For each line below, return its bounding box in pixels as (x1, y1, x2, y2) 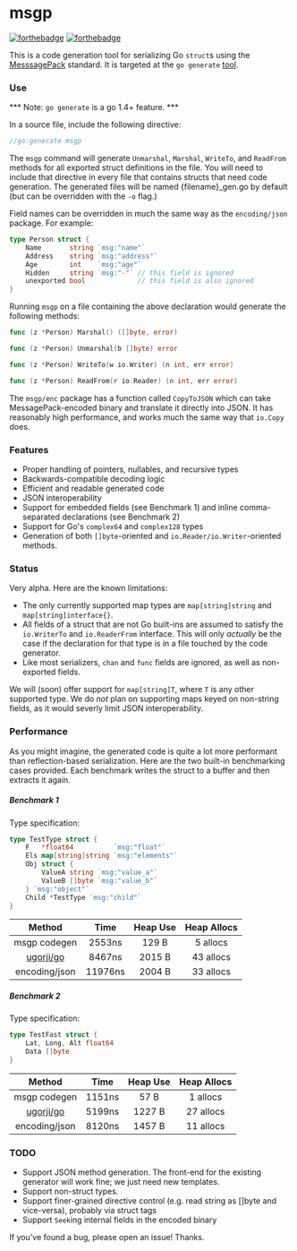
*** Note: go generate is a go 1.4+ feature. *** (9, 102, 179, 113)
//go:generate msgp (9, 137, 82, 146)
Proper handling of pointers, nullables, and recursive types (21, 464, 239, 475)
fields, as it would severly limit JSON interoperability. (9, 703, 204, 714)
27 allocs (186, 1105, 225, 1118)
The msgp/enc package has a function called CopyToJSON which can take (9, 392, 271, 403)
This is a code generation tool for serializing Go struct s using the (9, 49, 250, 60)
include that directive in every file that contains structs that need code (9, 172, 267, 183)
